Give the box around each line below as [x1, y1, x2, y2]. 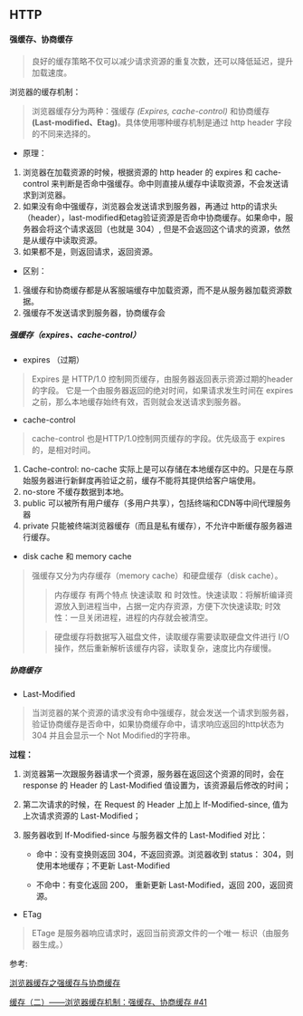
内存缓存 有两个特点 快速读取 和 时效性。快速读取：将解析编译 [53, 589, 286, 600]
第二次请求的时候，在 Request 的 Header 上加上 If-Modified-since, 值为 [22, 798, 289, 809]
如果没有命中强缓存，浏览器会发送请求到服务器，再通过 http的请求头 [22, 200, 278, 211]
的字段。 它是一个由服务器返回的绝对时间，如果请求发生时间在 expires [31, 384, 294, 395]
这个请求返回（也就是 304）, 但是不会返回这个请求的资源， [53, 223, 275, 234]
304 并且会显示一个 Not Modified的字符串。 [31, 730, 195, 740]
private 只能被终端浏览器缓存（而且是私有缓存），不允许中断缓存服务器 [22, 520, 285, 531]
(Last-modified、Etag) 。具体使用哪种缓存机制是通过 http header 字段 [31, 117, 292, 128]
